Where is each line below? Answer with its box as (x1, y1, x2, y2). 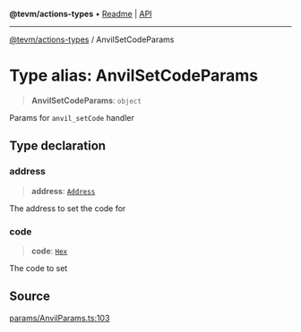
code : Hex (30, 245, 68, 256)
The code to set (9, 262, 68, 273)
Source (9, 289, 51, 304)
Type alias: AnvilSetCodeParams (9, 65, 258, 86)
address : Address (30, 185, 96, 196)
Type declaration (9, 139, 106, 154)
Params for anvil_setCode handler (9, 112, 134, 123)
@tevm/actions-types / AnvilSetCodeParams (9, 34, 175, 45)
